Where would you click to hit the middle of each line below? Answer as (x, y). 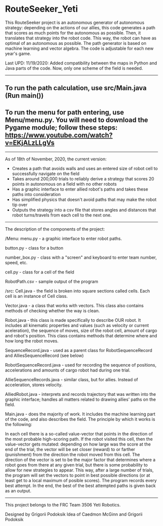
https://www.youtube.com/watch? (59, 135)
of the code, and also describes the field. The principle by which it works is (80, 419)
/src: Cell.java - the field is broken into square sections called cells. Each (78, 291)
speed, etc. (16, 263)
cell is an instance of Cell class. (36, 296)
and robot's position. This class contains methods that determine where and (81, 336)
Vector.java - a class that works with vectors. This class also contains (74, 306)
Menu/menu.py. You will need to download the (77, 120)
